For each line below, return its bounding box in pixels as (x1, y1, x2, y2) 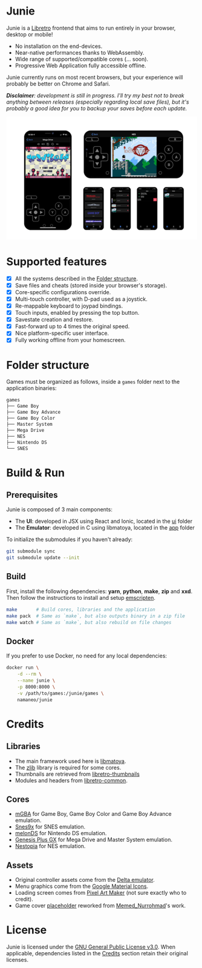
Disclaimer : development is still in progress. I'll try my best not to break (6, 92, 184, 99)
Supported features (6, 255, 107, 268)
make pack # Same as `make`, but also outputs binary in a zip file (6, 613, 186, 619)
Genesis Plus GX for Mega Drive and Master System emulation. (15, 836, 172, 844)
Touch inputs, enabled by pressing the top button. (15, 309, 140, 317)
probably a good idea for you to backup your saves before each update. (6, 104, 187, 112)
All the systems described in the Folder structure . (15, 275, 138, 282)
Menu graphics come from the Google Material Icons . (15, 882, 149, 890)
